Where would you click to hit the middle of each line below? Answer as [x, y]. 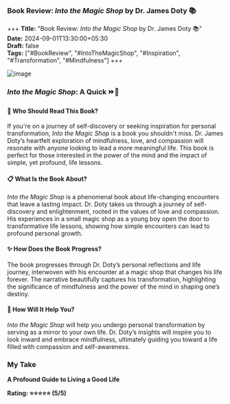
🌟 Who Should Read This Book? [53, 111]
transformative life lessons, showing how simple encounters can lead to [108, 226]
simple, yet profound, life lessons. [55, 163]
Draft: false [23, 46]
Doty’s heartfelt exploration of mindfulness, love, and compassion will [105, 141]
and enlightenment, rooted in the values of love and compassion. [128, 211]
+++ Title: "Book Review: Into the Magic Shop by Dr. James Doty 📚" [105, 29]
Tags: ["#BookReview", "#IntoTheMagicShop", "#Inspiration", [94, 53]
